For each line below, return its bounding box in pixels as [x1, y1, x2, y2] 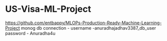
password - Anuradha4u [5, 30, 56, 36]
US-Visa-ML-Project [5, 3, 91, 15]
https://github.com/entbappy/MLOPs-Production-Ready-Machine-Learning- [5, 20, 162, 26]
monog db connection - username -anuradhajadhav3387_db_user [20, 25, 156, 31]
